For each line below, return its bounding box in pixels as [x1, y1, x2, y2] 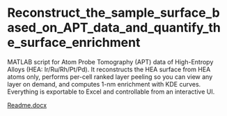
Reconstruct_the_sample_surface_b [7, 5, 221, 21]
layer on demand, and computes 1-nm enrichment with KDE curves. [7, 80, 201, 88]
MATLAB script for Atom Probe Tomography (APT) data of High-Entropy [7, 57, 214, 66]
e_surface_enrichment [7, 35, 141, 50]
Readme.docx [7, 101, 47, 109]
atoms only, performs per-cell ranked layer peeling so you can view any [7, 72, 213, 81]
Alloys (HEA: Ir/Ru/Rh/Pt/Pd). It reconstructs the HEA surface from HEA [7, 65, 211, 73]
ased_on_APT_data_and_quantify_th [7, 20, 221, 36]
